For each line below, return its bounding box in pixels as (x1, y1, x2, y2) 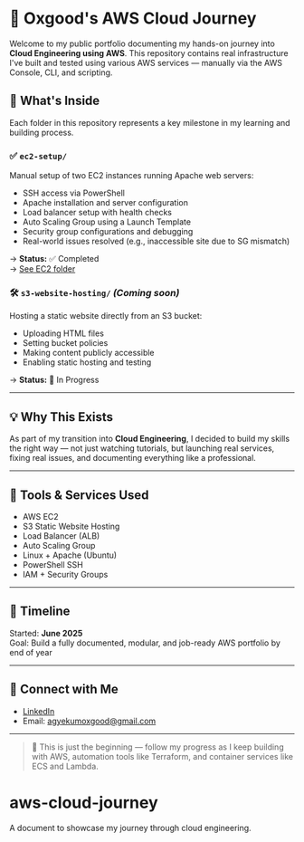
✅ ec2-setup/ (9, 149, 68, 162)
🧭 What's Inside (9, 93, 100, 109)
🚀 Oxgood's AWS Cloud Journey (9, 8, 257, 29)
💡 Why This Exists (9, 409, 113, 425)
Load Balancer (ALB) (22, 530, 100, 541)
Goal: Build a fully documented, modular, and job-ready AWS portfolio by (9, 637, 280, 648)
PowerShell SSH (22, 559, 83, 569)
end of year (9, 646, 52, 657)
